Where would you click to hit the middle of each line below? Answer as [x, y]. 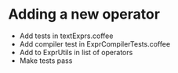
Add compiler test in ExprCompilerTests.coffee [95, 43]
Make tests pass [46, 61]
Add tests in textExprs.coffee [66, 36]
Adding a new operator [84, 14]
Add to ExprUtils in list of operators [76, 52]
